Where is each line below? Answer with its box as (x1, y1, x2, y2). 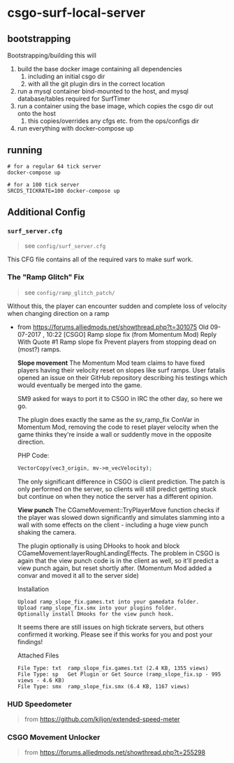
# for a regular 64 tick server (7, 163, 101, 170)
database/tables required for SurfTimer (17, 94, 131, 103)
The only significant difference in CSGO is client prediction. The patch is (17, 477, 226, 486)
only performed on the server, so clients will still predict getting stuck (17, 484, 217, 493)
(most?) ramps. (17, 344, 61, 354)
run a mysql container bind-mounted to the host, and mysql (17, 87, 189, 95)
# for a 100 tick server (7, 181, 80, 188)
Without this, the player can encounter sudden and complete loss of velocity (7, 302, 227, 310)
